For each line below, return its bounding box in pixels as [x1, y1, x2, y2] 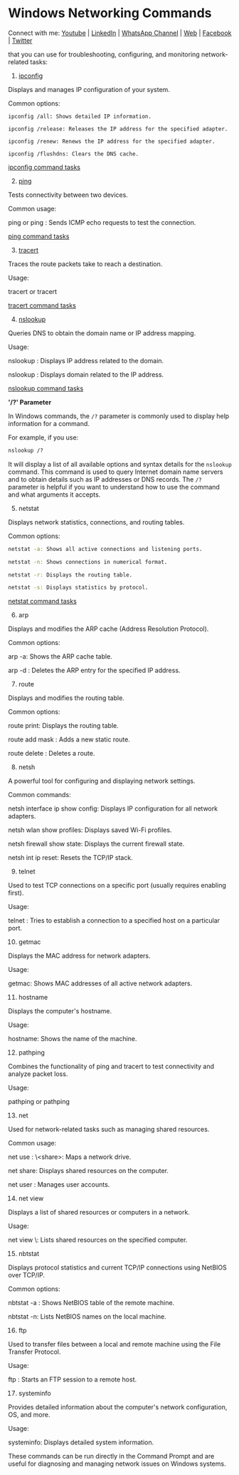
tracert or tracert [8, 287, 58, 295]
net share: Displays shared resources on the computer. [8, 1167, 169, 1175]
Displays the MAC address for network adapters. [8, 951, 152, 960]
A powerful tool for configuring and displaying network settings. [8, 776, 196, 786]
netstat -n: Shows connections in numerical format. [8, 558, 168, 565]
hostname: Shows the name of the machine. [8, 1035, 137, 1043]
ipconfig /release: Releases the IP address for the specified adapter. [8, 125, 228, 133]
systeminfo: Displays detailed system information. [8, 1438, 154, 1446]
